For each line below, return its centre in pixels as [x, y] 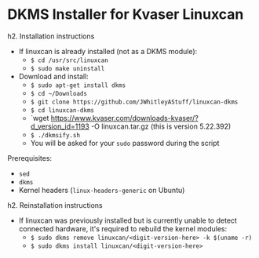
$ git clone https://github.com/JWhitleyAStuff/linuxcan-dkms [134, 102]
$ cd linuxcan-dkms [62, 110]
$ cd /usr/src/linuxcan [69, 60]
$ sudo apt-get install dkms [78, 85]
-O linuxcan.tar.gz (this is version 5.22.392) [161, 126]
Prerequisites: [30, 158]
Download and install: [54, 76]
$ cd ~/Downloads [59, 93]
